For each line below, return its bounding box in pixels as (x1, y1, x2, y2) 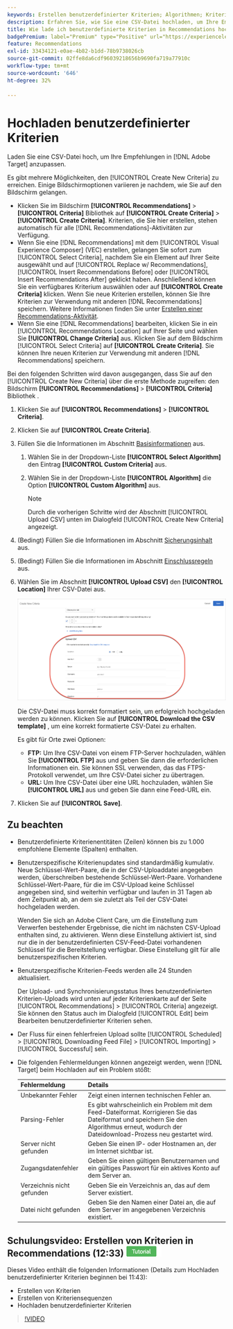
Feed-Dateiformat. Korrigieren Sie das (87, 1108, 198, 1116)
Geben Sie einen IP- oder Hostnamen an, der (87, 1140, 217, 1148)
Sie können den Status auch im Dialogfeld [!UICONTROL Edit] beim (17, 1009, 209, 1017)
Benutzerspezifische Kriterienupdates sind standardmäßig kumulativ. (17, 858, 215, 867)
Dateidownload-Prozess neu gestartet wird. (87, 1130, 214, 1138)
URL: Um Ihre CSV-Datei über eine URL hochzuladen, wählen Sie (27, 779, 214, 787)
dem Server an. (87, 1172, 132, 1180)
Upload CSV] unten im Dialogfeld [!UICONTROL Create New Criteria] (27, 515, 224, 523)
